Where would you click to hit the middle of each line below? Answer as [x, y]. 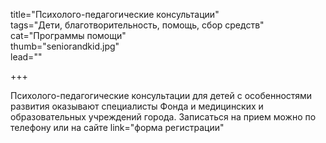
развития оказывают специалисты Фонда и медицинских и [137, 106]
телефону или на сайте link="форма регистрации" [117, 127]
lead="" [26, 57]
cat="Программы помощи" [68, 35]
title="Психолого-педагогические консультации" [115, 14]
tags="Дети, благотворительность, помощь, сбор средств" [137, 25]
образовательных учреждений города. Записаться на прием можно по [163, 117]
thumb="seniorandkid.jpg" [65, 46]
